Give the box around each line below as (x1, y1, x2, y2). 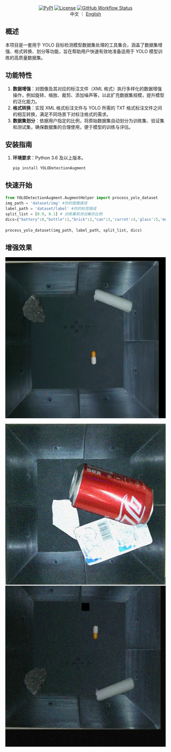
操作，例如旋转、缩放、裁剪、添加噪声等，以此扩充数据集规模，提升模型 (12, 92, 164, 98)
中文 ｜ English (70, 11, 101, 17)
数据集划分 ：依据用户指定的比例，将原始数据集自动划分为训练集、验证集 (12, 118, 164, 124)
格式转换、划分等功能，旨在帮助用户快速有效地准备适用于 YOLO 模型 (14, 48, 158, 54)
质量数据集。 (18, 54, 46, 61)
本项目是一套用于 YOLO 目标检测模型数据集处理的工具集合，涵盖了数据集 (5, 41, 158, 48)
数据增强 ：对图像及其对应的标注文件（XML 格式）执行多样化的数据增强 (12, 85, 162, 92)
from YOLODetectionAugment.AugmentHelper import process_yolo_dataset (5, 195, 158, 200)
